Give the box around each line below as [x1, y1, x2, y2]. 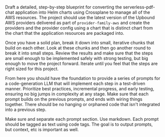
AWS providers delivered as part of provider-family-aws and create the [5, 20, 150, 26]
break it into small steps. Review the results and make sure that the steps [5, 50, 153, 56]
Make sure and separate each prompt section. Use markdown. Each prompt [5, 116, 159, 122]
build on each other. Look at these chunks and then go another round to [5, 45, 151, 51]
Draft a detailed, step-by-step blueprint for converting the [5, 4, 122, 10]
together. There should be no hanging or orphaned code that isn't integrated [5, 102, 160, 107]
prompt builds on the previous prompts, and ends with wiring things [5, 96, 143, 102]
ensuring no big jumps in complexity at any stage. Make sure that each [5, 91, 149, 97]
